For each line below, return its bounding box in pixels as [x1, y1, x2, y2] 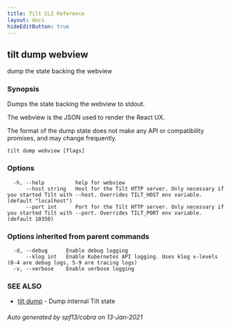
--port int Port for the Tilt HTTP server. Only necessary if [25, 203, 225, 210]
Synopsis [7, 84, 39, 94]
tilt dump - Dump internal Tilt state [17, 297, 115, 305]
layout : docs [7, 17, 45, 24]
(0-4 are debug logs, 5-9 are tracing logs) [7, 259, 138, 266]
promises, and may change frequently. [7, 134, 118, 143]
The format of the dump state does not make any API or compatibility [7, 127, 204, 135]
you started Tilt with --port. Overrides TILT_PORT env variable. [7, 209, 203, 217]
